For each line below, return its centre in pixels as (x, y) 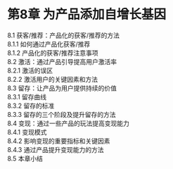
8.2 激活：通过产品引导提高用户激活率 (62, 61)
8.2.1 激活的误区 (30, 70)
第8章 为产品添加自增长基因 (87, 14)
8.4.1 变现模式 (27, 132)
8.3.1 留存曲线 (27, 96)
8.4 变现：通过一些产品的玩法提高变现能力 (69, 123)
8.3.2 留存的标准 (31, 106)
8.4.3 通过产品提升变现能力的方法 (56, 149)
